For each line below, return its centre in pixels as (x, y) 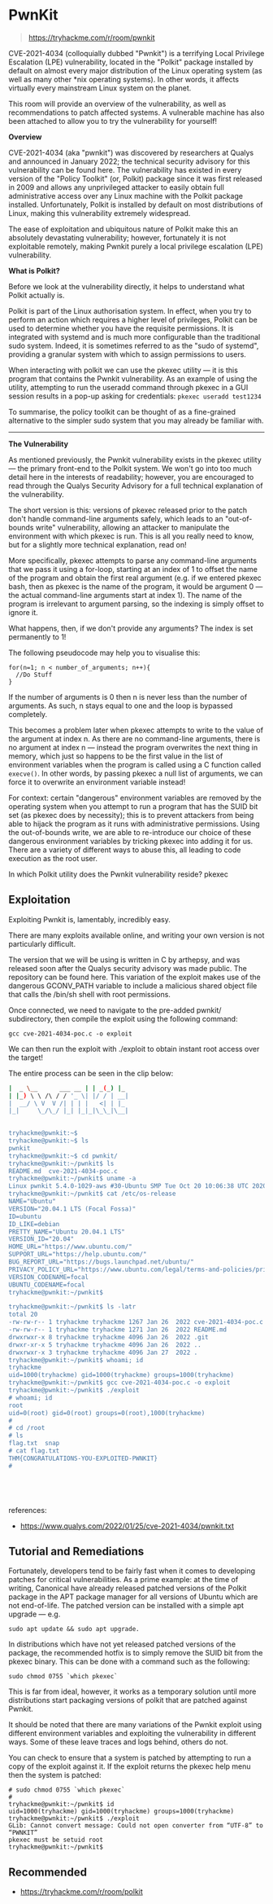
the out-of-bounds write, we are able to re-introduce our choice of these (130, 832)
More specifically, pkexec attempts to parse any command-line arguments (133, 561)
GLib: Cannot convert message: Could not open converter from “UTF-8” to (136, 1826)
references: (28, 1510)
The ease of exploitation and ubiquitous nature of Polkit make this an (123, 229)
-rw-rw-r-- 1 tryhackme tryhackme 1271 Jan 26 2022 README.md (118, 1330)
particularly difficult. (42, 943)
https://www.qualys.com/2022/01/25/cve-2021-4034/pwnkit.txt (127, 1526)
